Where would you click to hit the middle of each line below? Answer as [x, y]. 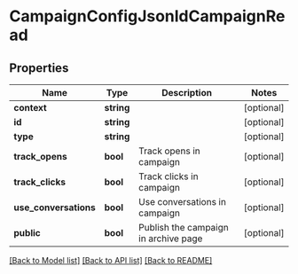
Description [187, 93]
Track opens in [170, 151]
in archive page [171, 239]
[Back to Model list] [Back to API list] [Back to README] [111, 260]
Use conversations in [182, 202]
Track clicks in [169, 176]
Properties [39, 68]
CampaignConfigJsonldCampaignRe [147, 16]
